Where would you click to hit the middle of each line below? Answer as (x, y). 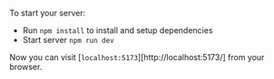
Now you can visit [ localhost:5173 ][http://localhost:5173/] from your (137, 57)
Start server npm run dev (68, 40)
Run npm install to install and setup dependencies (117, 30)
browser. (26, 67)
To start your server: (48, 13)
